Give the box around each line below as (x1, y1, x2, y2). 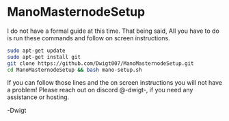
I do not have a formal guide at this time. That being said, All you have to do (7, 27, 220, 35)
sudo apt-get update (7, 47, 66, 54)
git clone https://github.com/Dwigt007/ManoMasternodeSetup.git (7, 59, 194, 67)
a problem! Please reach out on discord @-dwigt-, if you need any (7, 86, 193, 94)
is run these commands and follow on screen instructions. (7, 33, 170, 42)
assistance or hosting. (7, 93, 70, 101)
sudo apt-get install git (7, 53, 81, 60)
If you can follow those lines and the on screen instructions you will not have (7, 79, 223, 87)
